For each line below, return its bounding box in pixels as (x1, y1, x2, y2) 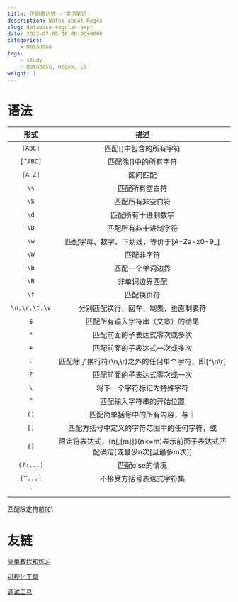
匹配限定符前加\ (7, 505, 54, 513)
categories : (7, 37, 42, 44)
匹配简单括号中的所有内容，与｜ (89, 410, 196, 420)
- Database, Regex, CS (20, 63, 87, 70)
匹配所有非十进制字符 (107, 224, 178, 234)
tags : (7, 50, 23, 58)
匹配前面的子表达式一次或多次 (93, 344, 193, 354)
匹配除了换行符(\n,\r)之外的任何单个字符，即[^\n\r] (58, 356, 227, 366)
